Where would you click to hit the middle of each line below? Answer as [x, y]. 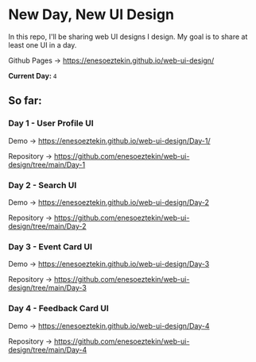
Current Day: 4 [33, 75]
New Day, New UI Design [91, 15]
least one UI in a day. [43, 44]
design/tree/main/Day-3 [48, 288]
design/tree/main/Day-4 [48, 349]
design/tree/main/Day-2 [47, 226]
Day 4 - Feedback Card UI [58, 309]
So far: [25, 101]
